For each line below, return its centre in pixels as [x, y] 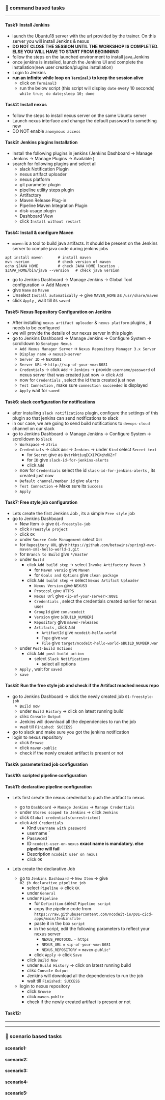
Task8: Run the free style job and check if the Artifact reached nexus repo [82, 686]
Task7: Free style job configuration [41, 502]
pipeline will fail [43, 849]
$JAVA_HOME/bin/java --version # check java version [62, 271]
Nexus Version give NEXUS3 [61, 585]
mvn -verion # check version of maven [58, 262]
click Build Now [42, 960]
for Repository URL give [43, 545]
